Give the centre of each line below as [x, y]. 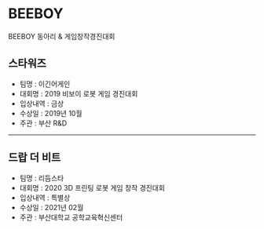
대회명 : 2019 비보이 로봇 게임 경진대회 [79, 93]
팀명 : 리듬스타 [42, 178]
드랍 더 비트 [35, 158]
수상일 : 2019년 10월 [51, 113]
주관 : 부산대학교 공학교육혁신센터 [71, 217]
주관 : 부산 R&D [43, 123]
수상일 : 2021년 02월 [51, 207]
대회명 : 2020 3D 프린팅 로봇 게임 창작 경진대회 [92, 187]
